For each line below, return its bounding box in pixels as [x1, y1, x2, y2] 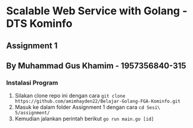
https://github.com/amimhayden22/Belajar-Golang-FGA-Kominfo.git [14, 98, 180, 105]
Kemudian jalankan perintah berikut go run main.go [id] [14, 115, 154, 123]
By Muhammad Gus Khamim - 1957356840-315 [6, 61, 186, 71]
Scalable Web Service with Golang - [6, 4, 188, 18]
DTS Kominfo [6, 17, 73, 30]
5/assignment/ [14, 110, 50, 116]
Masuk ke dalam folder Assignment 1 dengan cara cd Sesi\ [14, 104, 160, 111]
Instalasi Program [6, 79, 58, 87]
